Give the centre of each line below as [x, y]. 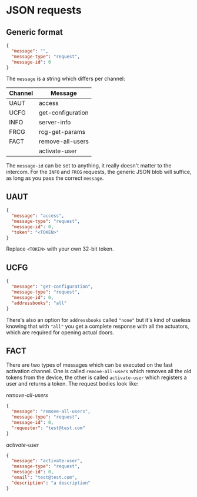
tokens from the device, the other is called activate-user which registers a [96, 377]
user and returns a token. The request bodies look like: [72, 384]
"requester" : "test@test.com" [48, 428]
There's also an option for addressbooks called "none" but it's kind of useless [98, 320]
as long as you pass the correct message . [55, 178]
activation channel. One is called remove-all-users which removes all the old [99, 371]
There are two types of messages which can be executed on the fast [89, 365]
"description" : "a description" [51, 483]
